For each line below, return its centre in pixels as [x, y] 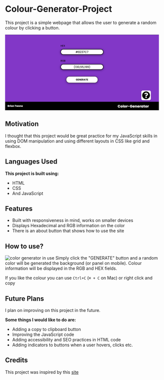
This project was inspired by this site [42, 372]
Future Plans [25, 298]
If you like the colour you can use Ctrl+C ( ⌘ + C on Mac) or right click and [79, 278]
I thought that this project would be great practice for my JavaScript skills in [81, 136]
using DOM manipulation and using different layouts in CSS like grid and [77, 141]
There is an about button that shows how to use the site [68, 231]
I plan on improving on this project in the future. [53, 310]
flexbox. [13, 146]
